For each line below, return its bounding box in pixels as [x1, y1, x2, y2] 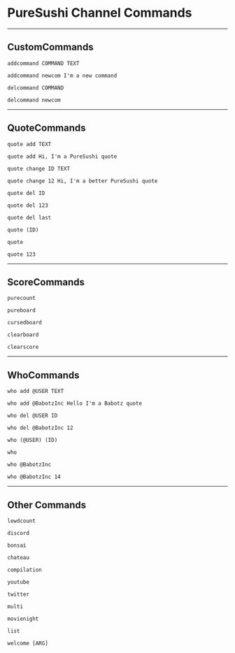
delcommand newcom [7, 96, 61, 103]
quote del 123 [7, 201, 49, 209]
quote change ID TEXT [7, 165, 71, 172]
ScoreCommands [7, 276, 85, 288]
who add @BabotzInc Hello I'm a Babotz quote [7, 400, 142, 407]
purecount [7, 295, 36, 302]
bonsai [7, 542, 27, 549]
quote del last [7, 214, 52, 221]
